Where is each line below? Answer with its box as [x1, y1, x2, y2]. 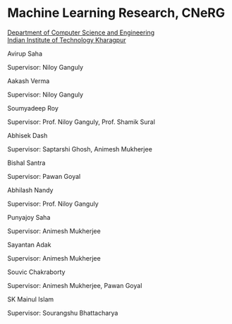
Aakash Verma [7, 76, 50, 85]
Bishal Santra [7, 158, 46, 167]
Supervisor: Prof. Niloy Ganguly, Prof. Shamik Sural [7, 118, 155, 126]
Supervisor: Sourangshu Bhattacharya [7, 309, 118, 317]
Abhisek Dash [7, 131, 48, 139]
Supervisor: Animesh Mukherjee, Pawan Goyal [7, 281, 142, 289]
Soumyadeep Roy [7, 104, 59, 112]
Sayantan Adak [7, 240, 51, 249]
